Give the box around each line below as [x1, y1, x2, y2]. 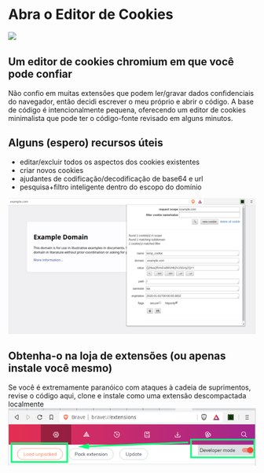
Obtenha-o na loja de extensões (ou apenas [8, 350, 226, 363]
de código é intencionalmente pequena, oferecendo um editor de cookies [8, 104, 246, 115]
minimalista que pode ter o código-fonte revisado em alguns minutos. [8, 113, 233, 123]
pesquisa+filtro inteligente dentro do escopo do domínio [19, 182, 202, 192]
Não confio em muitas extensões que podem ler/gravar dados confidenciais [8, 88, 254, 97]
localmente [8, 399, 45, 409]
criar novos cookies [19, 165, 84, 174]
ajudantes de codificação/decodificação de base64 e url [19, 174, 203, 183]
